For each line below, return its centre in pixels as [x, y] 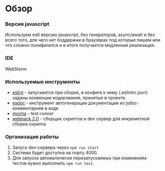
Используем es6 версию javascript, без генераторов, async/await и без [80, 35]
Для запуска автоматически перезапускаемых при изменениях [80, 158]
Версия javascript [27, 24]
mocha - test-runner [33, 114]
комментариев [28, 108]
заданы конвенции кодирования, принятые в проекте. [69, 98]
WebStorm [16, 69]
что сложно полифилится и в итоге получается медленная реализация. [80, 45]
